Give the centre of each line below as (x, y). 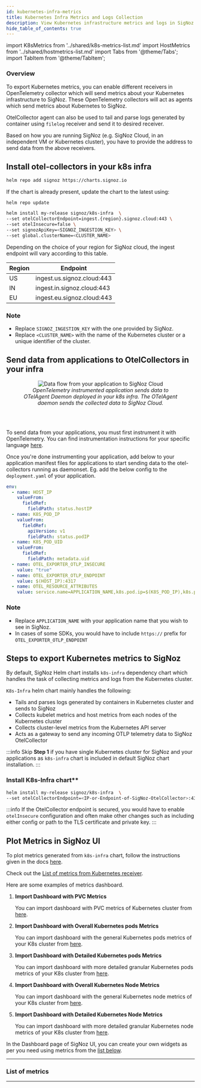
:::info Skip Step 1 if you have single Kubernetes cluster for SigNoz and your (100, 752)
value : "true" (34, 570)
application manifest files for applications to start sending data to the (91, 463)
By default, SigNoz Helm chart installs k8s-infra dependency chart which (97, 673)
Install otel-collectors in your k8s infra (79, 166)
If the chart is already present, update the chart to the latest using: (88, 192)
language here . (25, 445)
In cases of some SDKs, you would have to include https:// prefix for (101, 633)
